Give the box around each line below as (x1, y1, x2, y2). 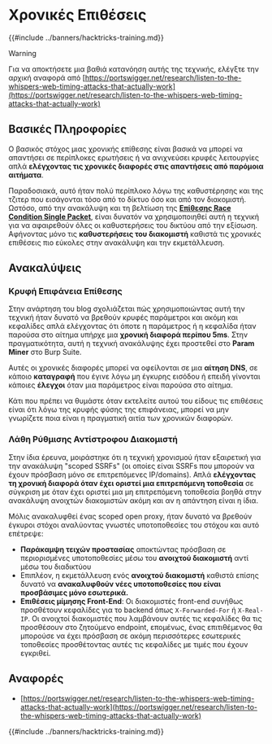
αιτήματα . (8, 169, 45, 180)
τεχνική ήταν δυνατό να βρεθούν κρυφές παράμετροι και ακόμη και (8, 313, 238, 322)
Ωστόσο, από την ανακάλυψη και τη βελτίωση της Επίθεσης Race (8, 203, 231, 212)
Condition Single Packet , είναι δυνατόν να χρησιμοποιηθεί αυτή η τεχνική (8, 212, 260, 221)
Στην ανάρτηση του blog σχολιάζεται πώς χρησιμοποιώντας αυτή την (8, 304, 245, 314)
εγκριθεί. (19, 648, 51, 658)
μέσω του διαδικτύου (19, 562, 92, 571)
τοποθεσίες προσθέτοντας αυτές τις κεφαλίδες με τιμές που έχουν (19, 639, 248, 649)
